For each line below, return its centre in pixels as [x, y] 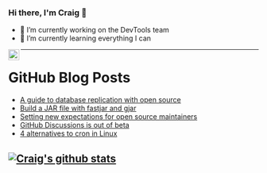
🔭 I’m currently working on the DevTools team [94, 30]
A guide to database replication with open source [100, 100]
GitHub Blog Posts [70, 78]
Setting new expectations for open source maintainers [108, 117]
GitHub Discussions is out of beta [74, 125]
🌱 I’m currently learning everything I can [85, 38]
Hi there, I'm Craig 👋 [48, 13]
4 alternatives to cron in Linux [68, 133]
